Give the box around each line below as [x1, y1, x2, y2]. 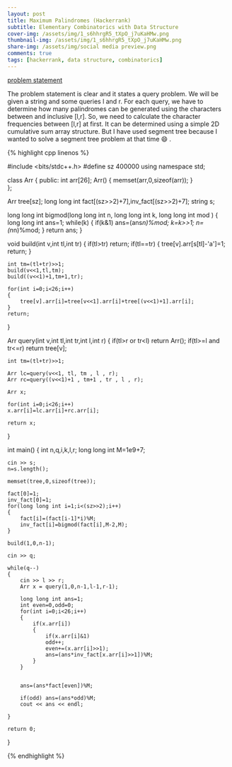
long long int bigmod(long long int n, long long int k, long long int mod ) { [7, 210, 219, 219]
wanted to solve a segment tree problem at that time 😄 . [7, 134, 172, 143]
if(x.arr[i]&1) [45, 633, 91, 640]
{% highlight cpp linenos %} [7, 148, 90, 156]
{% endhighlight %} [7, 751, 65, 760]
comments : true [7, 50, 52, 57]
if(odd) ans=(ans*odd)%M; [20, 694, 97, 701]
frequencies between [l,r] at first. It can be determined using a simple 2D [7, 120, 219, 128]
